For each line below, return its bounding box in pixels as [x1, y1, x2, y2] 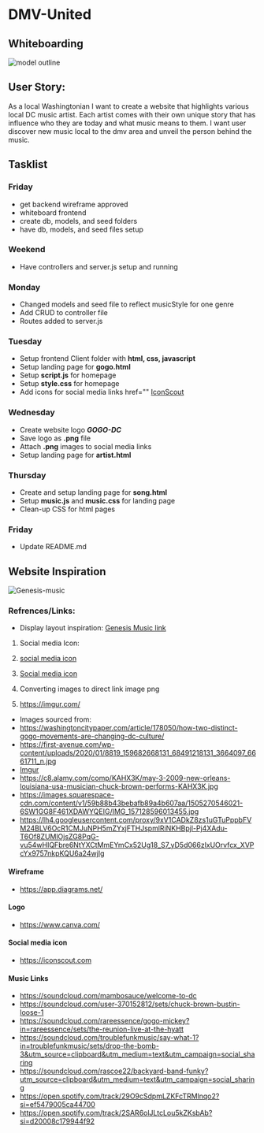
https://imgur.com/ [19, 700, 80, 709]
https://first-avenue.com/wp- [19, 740, 115, 749]
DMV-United [8, 6, 92, 24]
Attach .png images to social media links [19, 441, 152, 451]
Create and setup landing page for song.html [19, 487, 168, 497]
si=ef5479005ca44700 [19, 1100, 96, 1109]
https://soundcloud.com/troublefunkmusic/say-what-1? [19, 1033, 199, 1042]
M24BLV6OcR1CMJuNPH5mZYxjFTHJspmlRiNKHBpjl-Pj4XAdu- [19, 823, 228, 833]
